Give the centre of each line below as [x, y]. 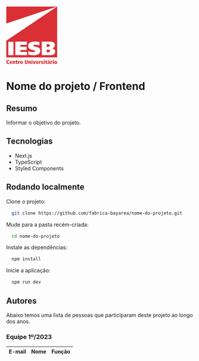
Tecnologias [29, 141]
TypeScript [28, 162]
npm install [27, 259]
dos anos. [18, 321]
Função [61, 351]
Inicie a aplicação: [28, 270]
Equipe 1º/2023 [29, 337]
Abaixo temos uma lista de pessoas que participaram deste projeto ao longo [100, 315]
